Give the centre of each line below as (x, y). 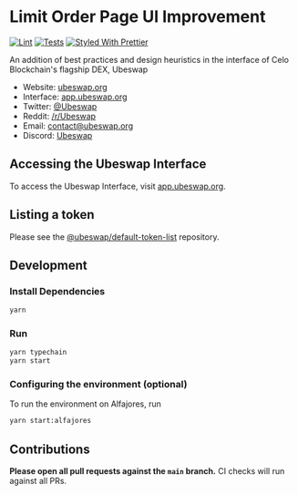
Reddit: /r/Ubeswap (59, 116)
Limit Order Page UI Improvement (138, 17)
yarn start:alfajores (51, 421)
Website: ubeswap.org (65, 87)
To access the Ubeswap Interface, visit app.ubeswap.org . (118, 186)
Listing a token (52, 215)
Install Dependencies (57, 291)
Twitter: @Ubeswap (60, 106)
